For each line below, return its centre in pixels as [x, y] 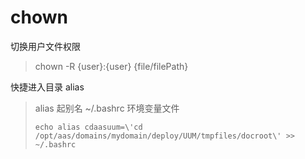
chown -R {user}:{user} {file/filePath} [111, 66]
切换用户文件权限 [45, 46]
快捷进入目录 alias [47, 87]
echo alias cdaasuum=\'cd [88, 127]
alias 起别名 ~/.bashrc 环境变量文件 [107, 108]
